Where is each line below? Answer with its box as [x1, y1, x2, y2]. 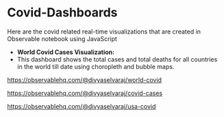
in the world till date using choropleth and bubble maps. [16, 62, 175, 70]
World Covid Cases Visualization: [16, 48, 115, 56]
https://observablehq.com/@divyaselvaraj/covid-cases [7, 89, 163, 97]
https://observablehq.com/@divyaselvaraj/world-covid [7, 75, 162, 83]
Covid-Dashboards [7, 5, 118, 21]
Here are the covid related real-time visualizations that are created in [7, 27, 201, 36]
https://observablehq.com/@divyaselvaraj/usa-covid [7, 102, 156, 110]
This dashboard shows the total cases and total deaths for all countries [16, 55, 218, 63]
